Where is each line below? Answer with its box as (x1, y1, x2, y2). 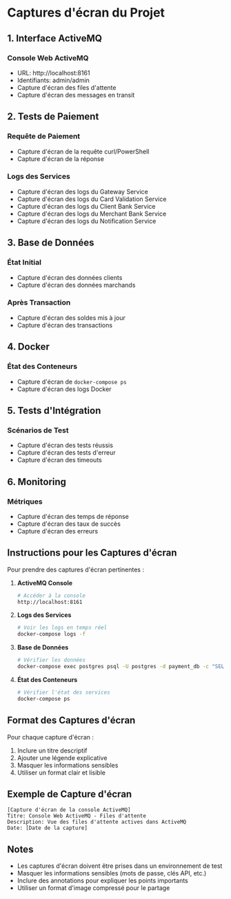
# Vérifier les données (17, 656, 86, 664)
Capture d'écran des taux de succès (17, 520, 121, 528)
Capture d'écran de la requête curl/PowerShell (17, 147, 150, 155)
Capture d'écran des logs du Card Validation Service (17, 195, 167, 203)
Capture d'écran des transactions (17, 321, 112, 329)
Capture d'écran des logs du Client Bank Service (17, 202, 156, 210)
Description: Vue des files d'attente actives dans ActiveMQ (7, 819, 187, 826)
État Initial (7, 258, 41, 267)
